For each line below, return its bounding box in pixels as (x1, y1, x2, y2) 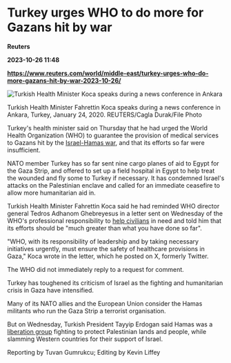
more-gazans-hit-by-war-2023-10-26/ (7, 76, 121, 84)
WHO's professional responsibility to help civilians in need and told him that (7, 216, 222, 225)
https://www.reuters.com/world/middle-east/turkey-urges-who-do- (7, 69, 209, 77)
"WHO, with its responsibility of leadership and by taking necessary (7, 237, 199, 246)
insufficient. (7, 146, 41, 154)
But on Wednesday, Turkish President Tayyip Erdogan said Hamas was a (7, 320, 213, 328)
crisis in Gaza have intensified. (7, 286, 94, 294)
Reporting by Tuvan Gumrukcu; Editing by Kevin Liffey (7, 348, 161, 356)
